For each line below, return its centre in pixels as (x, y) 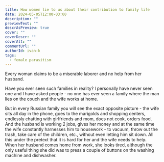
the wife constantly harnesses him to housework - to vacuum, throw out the (82, 129)
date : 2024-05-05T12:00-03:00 (36, 14)
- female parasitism (30, 60)
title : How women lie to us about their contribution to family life (78, 10)
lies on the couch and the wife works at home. (52, 99)
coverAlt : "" (18, 42)
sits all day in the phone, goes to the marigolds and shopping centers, (75, 114)
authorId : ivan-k (23, 51)
